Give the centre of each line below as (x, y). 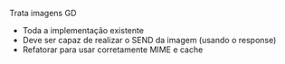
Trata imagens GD (43, 13)
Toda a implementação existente (83, 30)
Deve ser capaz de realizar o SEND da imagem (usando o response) (149, 40)
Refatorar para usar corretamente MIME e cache (113, 50)
